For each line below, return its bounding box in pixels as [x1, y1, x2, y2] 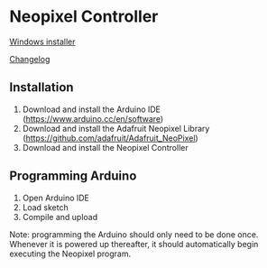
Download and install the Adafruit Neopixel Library [22, 123, 210, 134]
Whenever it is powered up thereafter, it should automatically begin [9, 238, 259, 249]
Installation [9, 79, 74, 96]
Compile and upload [22, 211, 97, 222]
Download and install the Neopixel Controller [22, 142, 189, 152]
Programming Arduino [9, 169, 137, 184]
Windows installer [9, 36, 76, 47]
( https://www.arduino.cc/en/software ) [22, 113, 164, 124]
